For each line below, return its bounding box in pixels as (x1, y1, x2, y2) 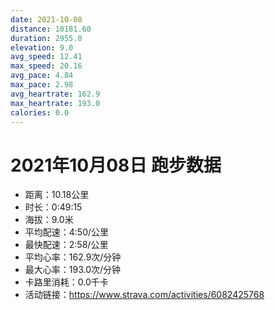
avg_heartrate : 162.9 (10, 89, 101, 99)
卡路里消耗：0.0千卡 (24, 276, 109, 288)
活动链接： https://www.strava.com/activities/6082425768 (24, 289, 265, 301)
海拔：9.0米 (24, 214, 74, 226)
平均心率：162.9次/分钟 (24, 251, 122, 263)
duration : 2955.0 (10, 33, 83, 43)
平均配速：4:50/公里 (24, 226, 110, 238)
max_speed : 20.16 (10, 61, 83, 71)
